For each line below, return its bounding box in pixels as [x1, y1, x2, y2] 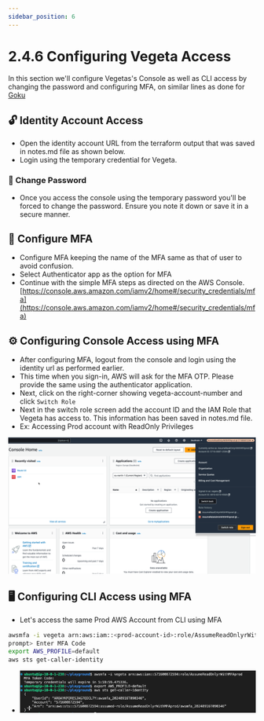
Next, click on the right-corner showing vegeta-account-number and [19, 389, 243, 398]
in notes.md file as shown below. [19, 147, 126, 156]
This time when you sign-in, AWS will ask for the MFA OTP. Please [19, 371, 234, 381]
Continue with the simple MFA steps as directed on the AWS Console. [19, 278, 245, 287]
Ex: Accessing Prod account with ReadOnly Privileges [19, 422, 194, 431]
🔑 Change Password [8, 175, 87, 186]
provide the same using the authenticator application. [19, 380, 192, 390]
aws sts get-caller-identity [8, 656, 104, 664]
